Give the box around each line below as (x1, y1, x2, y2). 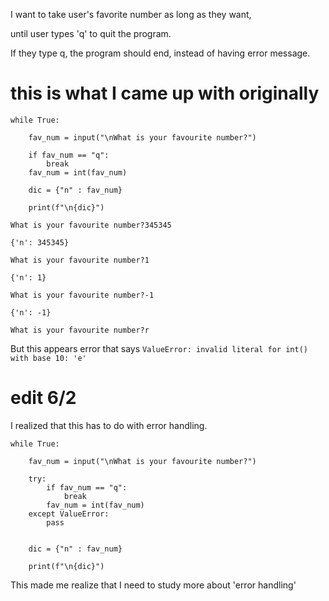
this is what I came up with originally (10, 82, 320, 105)
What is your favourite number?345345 (10, 220, 172, 230)
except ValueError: (28, 509, 110, 519)
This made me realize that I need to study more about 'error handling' (10, 579, 297, 591)
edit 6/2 (10, 387, 77, 409)
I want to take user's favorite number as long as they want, (10, 9, 252, 20)
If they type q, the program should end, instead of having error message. (10, 47, 311, 59)
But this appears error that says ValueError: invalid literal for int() (10, 342, 308, 354)
